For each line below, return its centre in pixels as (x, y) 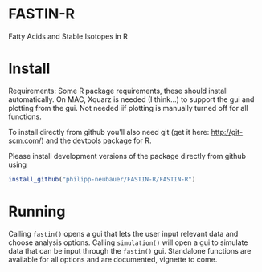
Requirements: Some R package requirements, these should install (118, 91)
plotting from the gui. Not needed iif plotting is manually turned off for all (128, 108)
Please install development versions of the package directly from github (127, 156)
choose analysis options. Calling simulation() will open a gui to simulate (128, 242)
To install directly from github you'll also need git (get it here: (109, 132)
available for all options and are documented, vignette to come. (113, 259)
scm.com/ (25, 140)
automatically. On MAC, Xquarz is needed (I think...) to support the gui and (131, 99)
